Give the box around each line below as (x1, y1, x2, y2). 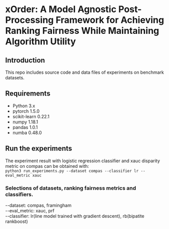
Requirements (5, 89, 50, 98)
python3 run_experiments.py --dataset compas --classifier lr (5, 168, 139, 173)
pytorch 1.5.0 (12, 108, 40, 114)
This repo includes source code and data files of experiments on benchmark (5, 69, 164, 75)
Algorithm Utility (5, 36, 76, 48)
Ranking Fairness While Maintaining (5, 25, 159, 36)
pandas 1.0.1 (12, 124, 38, 130)
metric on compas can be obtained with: (5, 163, 89, 169)
